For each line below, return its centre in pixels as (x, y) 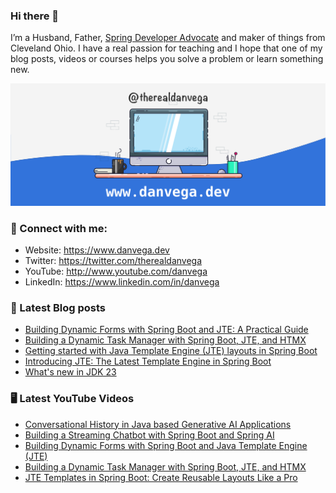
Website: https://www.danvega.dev (97, 250)
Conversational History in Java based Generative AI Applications (158, 424)
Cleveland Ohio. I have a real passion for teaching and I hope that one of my (166, 48)
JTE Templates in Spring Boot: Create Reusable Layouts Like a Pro (161, 477)
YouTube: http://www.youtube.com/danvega (116, 271)
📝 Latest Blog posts (58, 307)
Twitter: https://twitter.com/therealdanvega (113, 260)
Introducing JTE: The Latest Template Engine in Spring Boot (148, 361)
